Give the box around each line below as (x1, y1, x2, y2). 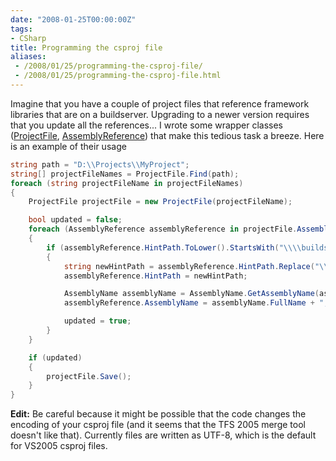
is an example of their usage (10, 140, 127, 152)
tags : (10, 24, 33, 34)
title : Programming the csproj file (10, 42, 163, 53)
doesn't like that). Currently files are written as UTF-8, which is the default (10, 429, 317, 441)
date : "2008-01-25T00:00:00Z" (10, 14, 137, 25)
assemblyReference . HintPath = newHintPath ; (63, 271, 248, 281)
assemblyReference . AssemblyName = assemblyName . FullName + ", (63, 298, 329, 308)
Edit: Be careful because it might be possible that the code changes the (10, 408, 307, 420)
